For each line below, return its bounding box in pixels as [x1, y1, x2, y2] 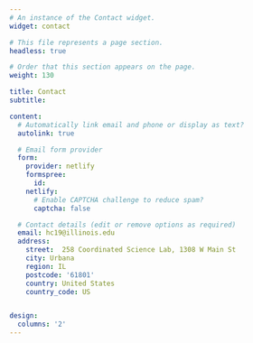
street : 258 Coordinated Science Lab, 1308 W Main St [25, 246, 237, 255]
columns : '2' [17, 320, 67, 329]
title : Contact [9, 88, 67, 97]
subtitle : [9, 96, 47, 105]
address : [17, 236, 51, 246]
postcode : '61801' [25, 270, 95, 280]
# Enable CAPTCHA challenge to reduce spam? [33, 195, 204, 204]
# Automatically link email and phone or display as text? [17, 120, 245, 129]
